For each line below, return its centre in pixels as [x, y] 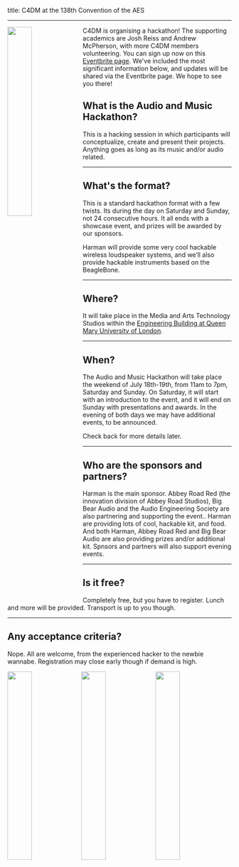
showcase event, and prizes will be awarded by [152, 225]
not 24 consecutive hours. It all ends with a [146, 218]
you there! [97, 84]
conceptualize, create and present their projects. [154, 142]
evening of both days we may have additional [149, 415]
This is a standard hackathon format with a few [152, 203]
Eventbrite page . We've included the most [144, 61]
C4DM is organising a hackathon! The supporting [155, 31]
